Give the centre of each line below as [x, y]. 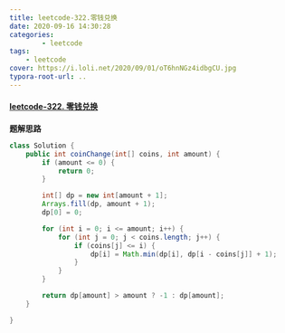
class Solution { [42, 146]
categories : [32, 34]
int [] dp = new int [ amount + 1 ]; [105, 195]
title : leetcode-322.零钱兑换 [63, 18]
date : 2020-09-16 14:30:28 [60, 26]
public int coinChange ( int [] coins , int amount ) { [123, 154]
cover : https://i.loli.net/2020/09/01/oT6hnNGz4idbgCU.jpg [123, 69]
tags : [19, 52]
